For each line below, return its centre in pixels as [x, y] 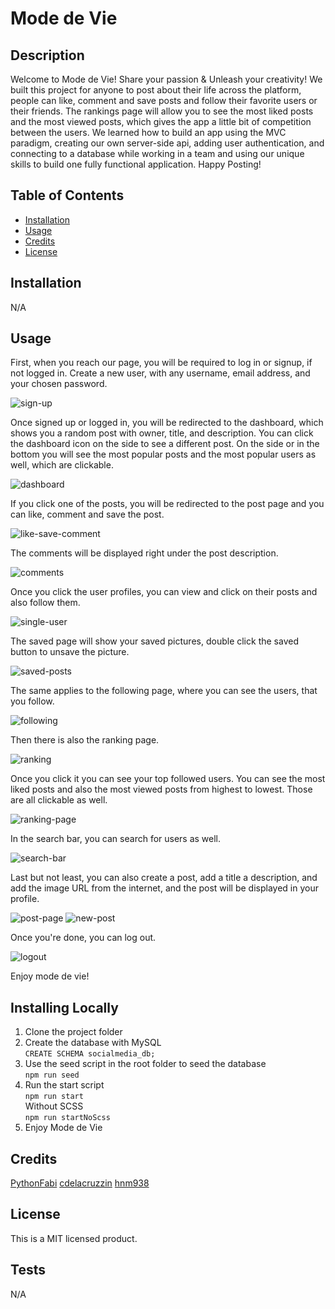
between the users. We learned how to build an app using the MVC [148, 132]
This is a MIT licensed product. [74, 1238]
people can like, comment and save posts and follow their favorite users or [164, 100]
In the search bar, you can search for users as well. [116, 839]
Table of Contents [67, 195]
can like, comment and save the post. [87, 514]
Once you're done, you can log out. [83, 938]
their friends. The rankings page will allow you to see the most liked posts [162, 111]
